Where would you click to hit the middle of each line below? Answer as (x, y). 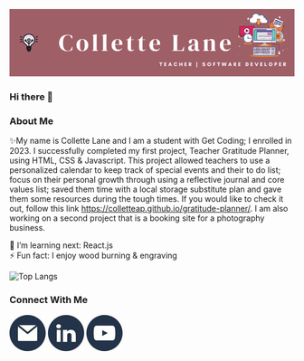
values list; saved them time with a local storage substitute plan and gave (146, 189)
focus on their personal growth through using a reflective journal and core (147, 180)
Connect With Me (49, 300)
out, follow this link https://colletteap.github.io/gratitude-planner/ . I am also (149, 209)
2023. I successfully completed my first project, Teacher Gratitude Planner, (149, 151)
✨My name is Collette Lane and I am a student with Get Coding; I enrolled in (151, 141)
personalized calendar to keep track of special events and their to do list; (145, 170)
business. (27, 228)
